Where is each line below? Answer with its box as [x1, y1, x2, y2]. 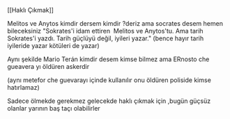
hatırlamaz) [7, 84, 40, 91]
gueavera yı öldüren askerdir [7, 63, 89, 70]
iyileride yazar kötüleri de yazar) [7, 42, 100, 49]
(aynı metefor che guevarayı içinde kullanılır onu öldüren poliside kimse [7, 76, 211, 84]
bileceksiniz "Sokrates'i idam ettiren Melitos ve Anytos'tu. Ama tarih [7, 27, 204, 35]
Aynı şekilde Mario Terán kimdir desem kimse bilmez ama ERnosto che [7, 55, 210, 63]
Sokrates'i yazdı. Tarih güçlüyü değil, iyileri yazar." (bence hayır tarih [7, 34, 204, 42]
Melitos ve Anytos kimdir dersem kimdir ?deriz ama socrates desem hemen [7, 19, 223, 27]
